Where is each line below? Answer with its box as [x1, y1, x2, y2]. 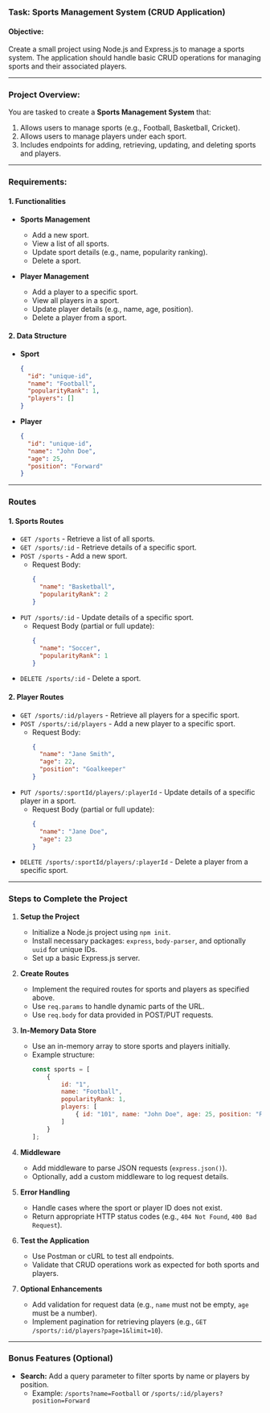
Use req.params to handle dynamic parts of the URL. [31, 1001, 205, 1011]
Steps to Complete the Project [8, 893, 128, 904]
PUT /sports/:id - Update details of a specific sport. [19, 612, 194, 622]
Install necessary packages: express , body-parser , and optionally [31, 936, 247, 945]
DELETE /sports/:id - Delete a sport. [19, 674, 141, 684]
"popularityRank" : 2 [39, 591, 108, 599]
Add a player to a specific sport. [31, 287, 138, 297]
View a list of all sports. [31, 239, 110, 248]
